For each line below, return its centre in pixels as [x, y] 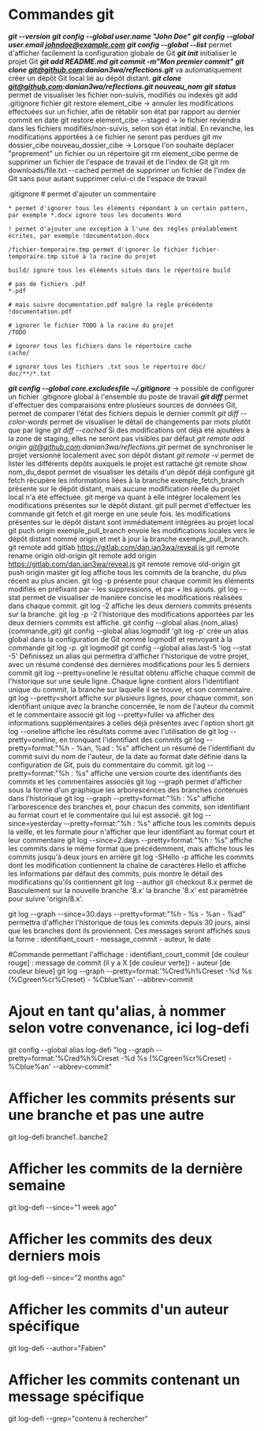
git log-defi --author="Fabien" [57, 1348]
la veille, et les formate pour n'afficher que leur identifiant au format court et [132, 832]
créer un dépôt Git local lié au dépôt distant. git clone [95, 78]
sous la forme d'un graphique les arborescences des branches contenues [128, 790]
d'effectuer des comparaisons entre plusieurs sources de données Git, [123, 405]
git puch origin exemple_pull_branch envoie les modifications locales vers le [132, 530]
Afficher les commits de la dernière [125, 1169]
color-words [28, 421]
